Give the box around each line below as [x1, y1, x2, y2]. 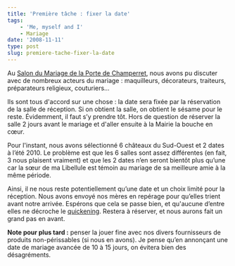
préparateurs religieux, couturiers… [7, 84, 110, 92]
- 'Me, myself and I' [20, 23, 83, 30]
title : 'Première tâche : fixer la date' [7, 10, 131, 18]
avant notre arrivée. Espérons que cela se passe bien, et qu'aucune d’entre [7, 199, 225, 208]
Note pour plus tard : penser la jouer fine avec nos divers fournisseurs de [7, 228, 222, 236]
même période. [7, 170, 51, 179]
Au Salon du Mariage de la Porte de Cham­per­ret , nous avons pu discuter [7, 68, 218, 77]
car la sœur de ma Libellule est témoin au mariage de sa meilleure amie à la [7, 163, 226, 172]
